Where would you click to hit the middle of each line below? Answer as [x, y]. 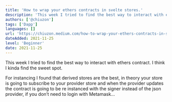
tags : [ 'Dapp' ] [21, 24]
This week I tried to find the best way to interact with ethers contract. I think [85, 62]
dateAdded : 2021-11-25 [29, 39]
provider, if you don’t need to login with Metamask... [60, 94]
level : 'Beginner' [25, 43]
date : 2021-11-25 [24, 48]
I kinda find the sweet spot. [34, 68]
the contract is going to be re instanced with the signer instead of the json [83, 88]
